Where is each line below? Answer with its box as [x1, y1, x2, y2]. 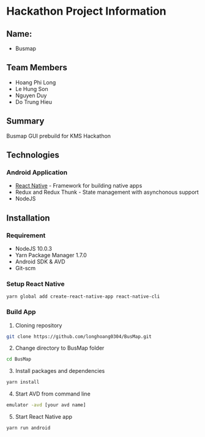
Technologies [6, 150, 60, 160]
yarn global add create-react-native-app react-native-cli [6, 293, 160, 300]
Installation [6, 213, 50, 223]
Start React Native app [15, 413, 72, 420]
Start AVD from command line [15, 390, 91, 398]
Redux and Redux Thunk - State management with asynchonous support [15, 188, 199, 196]
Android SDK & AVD [15, 258, 65, 265]
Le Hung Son [15, 85, 48, 92]
